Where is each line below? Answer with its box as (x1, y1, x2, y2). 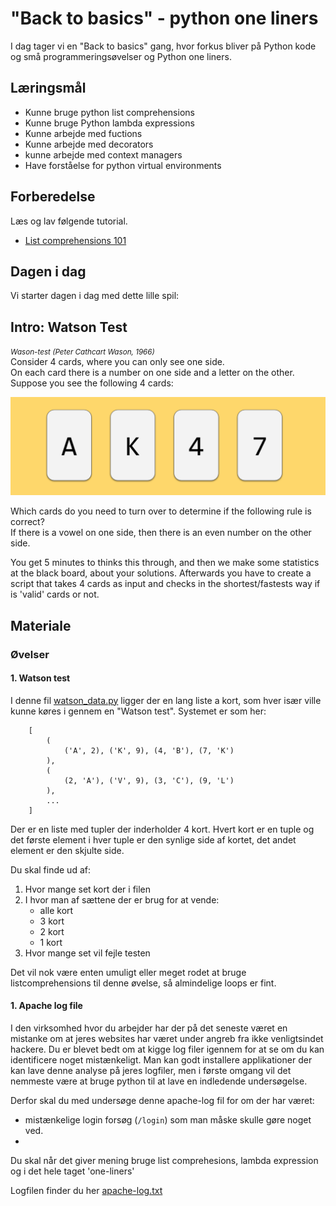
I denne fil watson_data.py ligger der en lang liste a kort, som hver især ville (10, 694, 322, 706)
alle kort (39, 904, 74, 916)
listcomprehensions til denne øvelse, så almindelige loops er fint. (10, 977, 277, 989)
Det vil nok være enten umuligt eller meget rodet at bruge (10, 966, 247, 978)
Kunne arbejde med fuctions (24, 127, 143, 139)
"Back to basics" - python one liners (10, 7, 319, 30)
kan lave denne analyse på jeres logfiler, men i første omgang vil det (10, 1064, 292, 1076)
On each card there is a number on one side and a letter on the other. (10, 367, 295, 379)
